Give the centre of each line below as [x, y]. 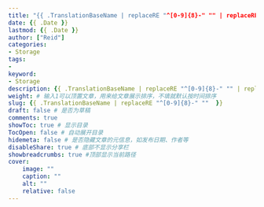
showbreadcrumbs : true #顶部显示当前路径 [72, 154]
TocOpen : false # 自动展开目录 [56, 132]
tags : [17, 60]
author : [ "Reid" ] [37, 37]
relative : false [49, 191]
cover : [19, 162]
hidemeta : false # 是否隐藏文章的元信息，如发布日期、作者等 [98, 140]
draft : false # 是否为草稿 [49, 111]
